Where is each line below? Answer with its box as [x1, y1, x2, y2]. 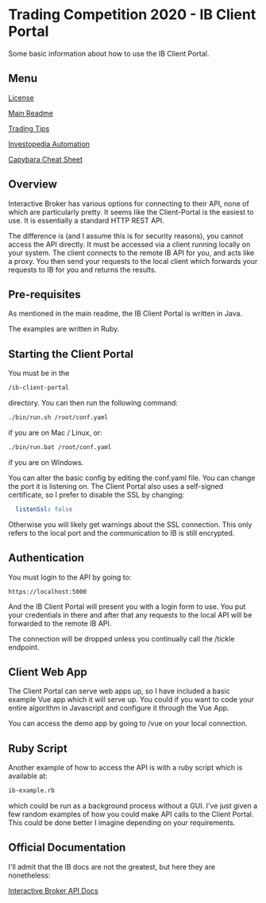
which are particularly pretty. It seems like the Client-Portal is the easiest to [8, 207, 254, 216]
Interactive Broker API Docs [8, 886, 98, 895]
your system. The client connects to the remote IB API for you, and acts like [8, 248, 255, 258]
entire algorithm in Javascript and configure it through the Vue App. [8, 703, 229, 713]
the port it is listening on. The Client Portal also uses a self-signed [8, 481, 224, 490]
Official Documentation [8, 841, 126, 855]
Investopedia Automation [8, 139, 90, 149]
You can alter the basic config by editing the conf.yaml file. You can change [8, 473, 256, 483]
